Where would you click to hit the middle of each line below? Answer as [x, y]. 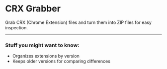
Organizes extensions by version [46, 56]
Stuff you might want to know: [42, 45]
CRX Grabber [33, 9]
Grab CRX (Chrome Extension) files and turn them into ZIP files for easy [78, 22]
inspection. [17, 27]
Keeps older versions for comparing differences [61, 61]
